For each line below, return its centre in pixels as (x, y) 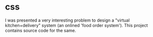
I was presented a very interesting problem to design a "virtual (68, 20)
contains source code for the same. (41, 30)
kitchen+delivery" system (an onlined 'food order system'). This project (76, 25)
